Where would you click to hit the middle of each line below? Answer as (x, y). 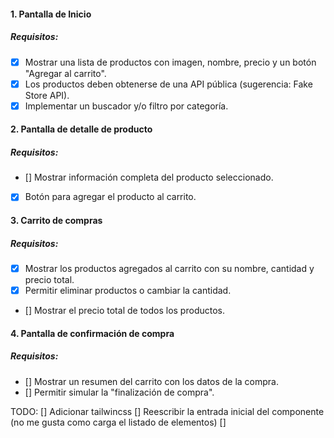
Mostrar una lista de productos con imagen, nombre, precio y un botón (170, 62)
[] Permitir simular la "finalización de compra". (119, 392)
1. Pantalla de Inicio (51, 14)
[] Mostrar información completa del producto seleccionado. (149, 177)
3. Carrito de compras (56, 220)
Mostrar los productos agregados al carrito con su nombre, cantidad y (169, 268)
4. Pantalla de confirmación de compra (92, 333)
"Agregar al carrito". (65, 73)
